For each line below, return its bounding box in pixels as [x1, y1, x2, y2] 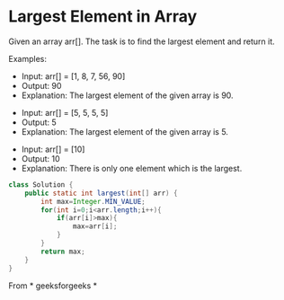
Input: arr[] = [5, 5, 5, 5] [21, 107, 109, 118]
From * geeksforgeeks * [8, 280, 98, 291]
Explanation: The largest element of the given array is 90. [21, 90, 235, 101]
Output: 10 [21, 153, 60, 163]
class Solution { [8, 180, 74, 190]
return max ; [40, 247, 86, 256]
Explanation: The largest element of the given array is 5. [21, 126, 228, 137]
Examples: [8, 53, 47, 64]
